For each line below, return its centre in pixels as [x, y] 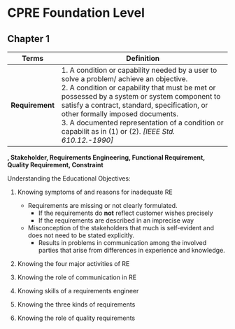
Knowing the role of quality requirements [76, 318]
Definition [143, 58]
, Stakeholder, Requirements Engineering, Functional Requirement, [106, 157]
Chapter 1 [29, 39]
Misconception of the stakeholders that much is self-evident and [121, 228]
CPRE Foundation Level [76, 13]
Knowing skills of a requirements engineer [78, 291]
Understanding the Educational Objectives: [69, 178]
